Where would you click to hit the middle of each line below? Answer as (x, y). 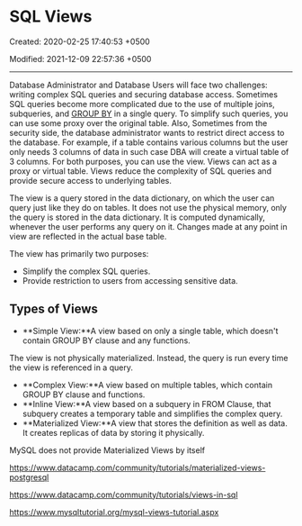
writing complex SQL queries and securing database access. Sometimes (144, 94)
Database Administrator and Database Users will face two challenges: (138, 85)
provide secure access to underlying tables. (91, 180)
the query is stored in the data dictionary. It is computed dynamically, (137, 217)
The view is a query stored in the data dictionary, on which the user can (142, 198)
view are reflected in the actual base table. (88, 236)
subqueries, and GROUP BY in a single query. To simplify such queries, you (149, 113)
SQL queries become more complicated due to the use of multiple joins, (142, 104)
